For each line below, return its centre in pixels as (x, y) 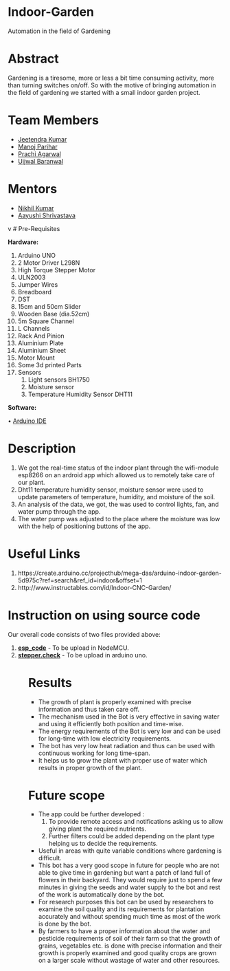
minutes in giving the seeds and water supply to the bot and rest (129, 887)
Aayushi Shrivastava (47, 215)
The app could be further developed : (91, 814)
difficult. (50, 858)
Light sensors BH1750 (59, 380)
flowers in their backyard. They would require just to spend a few (130, 880)
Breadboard (35, 292)
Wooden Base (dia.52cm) (54, 314)
